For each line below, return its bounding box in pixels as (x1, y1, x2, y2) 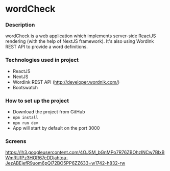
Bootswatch (12, 84, 38, 90)
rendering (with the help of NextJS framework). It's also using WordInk (5, 38, 154, 44)
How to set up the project (5, 97, 69, 104)
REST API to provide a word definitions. (5, 44, 88, 50)
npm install (12, 115, 38, 120)
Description (5, 21, 35, 29)
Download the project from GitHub (12, 109, 85, 115)
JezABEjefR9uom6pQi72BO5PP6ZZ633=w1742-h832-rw (5, 160, 126, 166)
